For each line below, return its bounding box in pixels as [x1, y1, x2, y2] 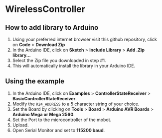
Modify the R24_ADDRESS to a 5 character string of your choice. [12, 101, 140, 107]
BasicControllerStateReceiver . [12, 95, 77, 101]
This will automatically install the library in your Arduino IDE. [12, 63, 136, 69]
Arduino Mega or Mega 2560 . [12, 111, 75, 117]
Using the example [5, 77, 65, 85]
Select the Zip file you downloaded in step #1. [12, 58, 106, 63]
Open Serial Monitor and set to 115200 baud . [12, 127, 105, 133]
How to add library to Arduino [5, 23, 99, 32]
